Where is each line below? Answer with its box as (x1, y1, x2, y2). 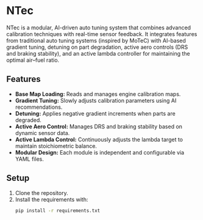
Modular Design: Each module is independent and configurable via (15, 148, 185, 156)
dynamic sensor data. (15, 129, 70, 136)
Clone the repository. (15, 189, 68, 196)
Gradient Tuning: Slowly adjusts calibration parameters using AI (15, 97, 177, 104)
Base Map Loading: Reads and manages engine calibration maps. (15, 90, 181, 98)
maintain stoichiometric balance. (15, 142, 98, 150)
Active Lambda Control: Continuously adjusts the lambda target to (15, 136, 183, 143)
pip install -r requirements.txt (15, 207, 101, 214)
